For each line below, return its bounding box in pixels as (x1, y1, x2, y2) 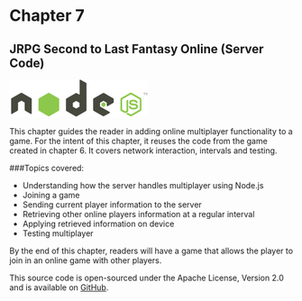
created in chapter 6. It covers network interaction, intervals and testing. (9, 145, 278, 156)
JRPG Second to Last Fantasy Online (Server (9, 41, 264, 57)
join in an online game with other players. (9, 255, 162, 266)
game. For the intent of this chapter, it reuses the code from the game (9, 136, 268, 146)
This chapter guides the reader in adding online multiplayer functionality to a (9, 126, 293, 136)
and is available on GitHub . (9, 282, 109, 293)
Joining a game (22, 190, 80, 200)
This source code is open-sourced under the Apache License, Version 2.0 (9, 272, 284, 283)
